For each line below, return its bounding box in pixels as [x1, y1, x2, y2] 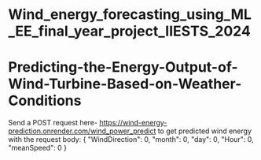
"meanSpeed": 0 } [8, 143, 67, 153]
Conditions [8, 92, 82, 110]
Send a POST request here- [8, 118, 98, 128]
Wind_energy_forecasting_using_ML [8, 6, 252, 24]
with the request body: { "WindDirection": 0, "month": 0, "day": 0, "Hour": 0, [8, 135, 254, 144]
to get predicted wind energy [157, 126, 252, 136]
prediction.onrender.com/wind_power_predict [8, 126, 156, 136]
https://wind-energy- [99, 118, 167, 128]
